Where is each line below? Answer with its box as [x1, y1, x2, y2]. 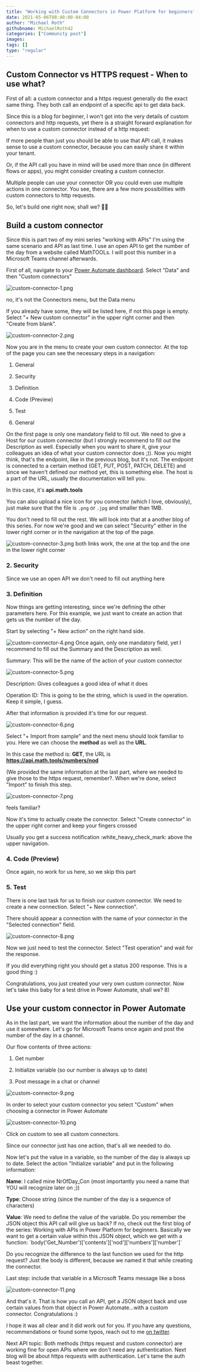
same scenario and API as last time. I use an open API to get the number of [6, 243, 190, 250]
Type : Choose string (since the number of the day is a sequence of [6, 1196, 171, 1203]
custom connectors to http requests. [6, 191, 96, 198]
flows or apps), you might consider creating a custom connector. [6, 167, 165, 175]
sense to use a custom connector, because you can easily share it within [6, 143, 185, 150]
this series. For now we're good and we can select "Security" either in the [6, 522, 187, 529]
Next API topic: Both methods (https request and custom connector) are [6, 1340, 183, 1347]
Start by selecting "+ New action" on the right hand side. [6, 627, 145, 635]
